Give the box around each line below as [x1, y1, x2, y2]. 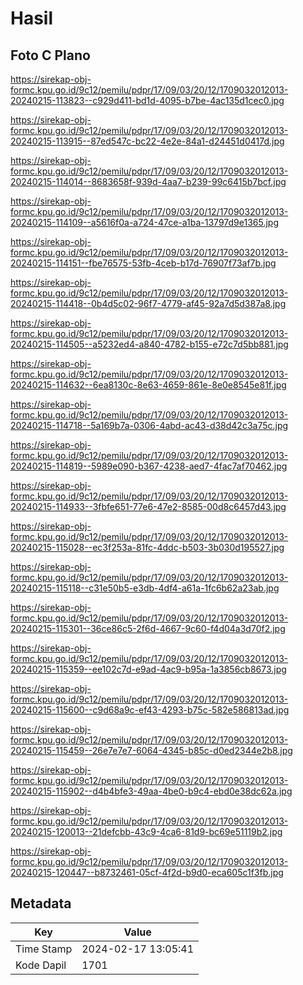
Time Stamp [15, 942, 73, 956]
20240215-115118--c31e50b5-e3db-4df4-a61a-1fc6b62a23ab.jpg [10, 582, 280, 594]
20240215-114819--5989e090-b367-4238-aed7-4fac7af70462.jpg [10, 460, 288, 472]
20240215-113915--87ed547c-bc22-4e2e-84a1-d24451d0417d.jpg [10, 135, 285, 147]
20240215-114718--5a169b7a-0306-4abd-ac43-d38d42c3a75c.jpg [10, 420, 289, 431]
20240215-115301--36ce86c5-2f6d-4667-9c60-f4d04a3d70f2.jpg [10, 623, 286, 634]
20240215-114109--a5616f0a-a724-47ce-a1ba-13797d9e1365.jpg [10, 217, 280, 228]
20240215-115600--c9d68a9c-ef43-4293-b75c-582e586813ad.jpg [10, 704, 290, 716]
